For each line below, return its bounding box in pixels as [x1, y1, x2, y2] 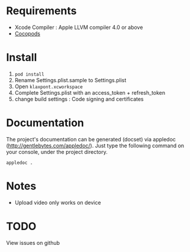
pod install [14, 71, 44, 77]
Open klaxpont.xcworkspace [14, 83, 83, 90]
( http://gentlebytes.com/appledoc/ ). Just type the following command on [6, 142, 185, 149]
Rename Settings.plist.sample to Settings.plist [14, 76, 127, 83]
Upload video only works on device [14, 199, 101, 206]
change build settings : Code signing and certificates [14, 95, 144, 102]
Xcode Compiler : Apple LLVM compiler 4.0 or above [14, 24, 143, 31]
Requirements [6, 4, 77, 18]
